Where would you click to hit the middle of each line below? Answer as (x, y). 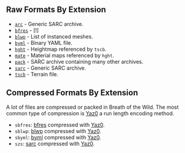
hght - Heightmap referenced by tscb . (60, 49)
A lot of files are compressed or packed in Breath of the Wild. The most (92, 107)
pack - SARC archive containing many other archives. (79, 61)
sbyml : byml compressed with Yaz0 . (58, 137)
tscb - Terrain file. (37, 74)
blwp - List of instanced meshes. (54, 36)
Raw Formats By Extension (56, 10)
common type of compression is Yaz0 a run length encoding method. (90, 113)
